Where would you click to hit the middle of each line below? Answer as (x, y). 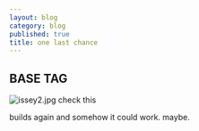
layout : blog (34, 17)
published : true (39, 34)
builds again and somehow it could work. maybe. (99, 118)
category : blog (38, 26)
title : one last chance (54, 42)
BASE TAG (39, 78)
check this (77, 100)
